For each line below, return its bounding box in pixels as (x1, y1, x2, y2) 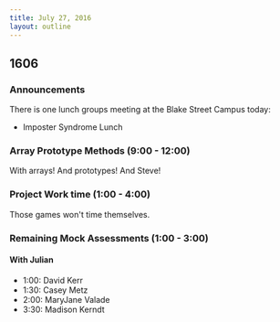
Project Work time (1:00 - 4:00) (9, 188, 150, 201)
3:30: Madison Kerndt (22, 304, 105, 315)
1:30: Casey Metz (22, 284, 88, 295)
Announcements (9, 83, 86, 96)
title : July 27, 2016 (9, 13, 92, 23)
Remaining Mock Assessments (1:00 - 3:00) (9, 231, 210, 244)
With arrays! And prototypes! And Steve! (9, 166, 161, 177)
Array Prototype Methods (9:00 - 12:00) (9, 145, 191, 157)
